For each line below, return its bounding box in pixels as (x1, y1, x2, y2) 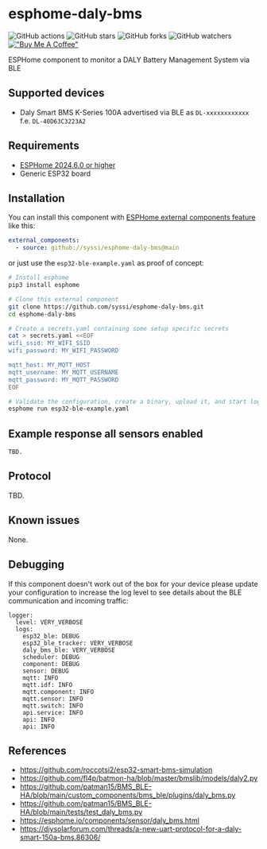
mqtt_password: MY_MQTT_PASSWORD (8, 375, 119, 384)
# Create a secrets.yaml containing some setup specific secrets (8, 324, 229, 332)
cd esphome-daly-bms (8, 310, 77, 318)
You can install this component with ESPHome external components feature (8, 212, 256, 223)
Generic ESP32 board (19, 169, 91, 178)
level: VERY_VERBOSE (15, 618, 83, 626)
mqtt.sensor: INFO (22, 695, 83, 703)
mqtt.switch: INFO (22, 701, 83, 710)
